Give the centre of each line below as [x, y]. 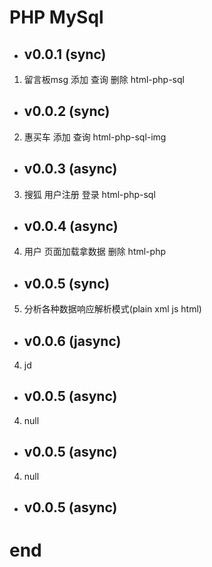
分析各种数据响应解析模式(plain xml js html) [112, 309]
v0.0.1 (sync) [65, 54]
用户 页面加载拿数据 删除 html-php [94, 252]
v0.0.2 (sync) [67, 111]
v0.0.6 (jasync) [72, 341]
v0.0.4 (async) [71, 226]
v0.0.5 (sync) [67, 283]
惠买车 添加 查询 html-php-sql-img [95, 137]
